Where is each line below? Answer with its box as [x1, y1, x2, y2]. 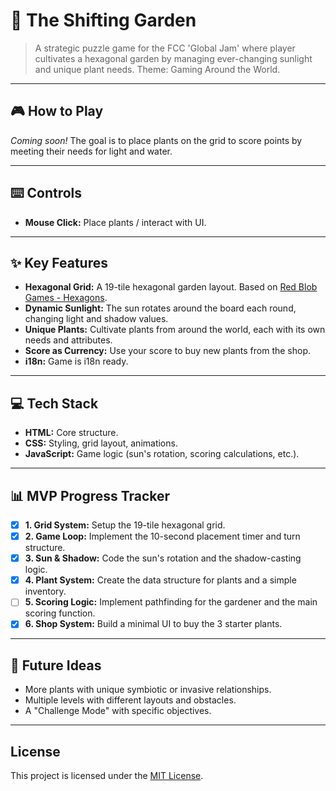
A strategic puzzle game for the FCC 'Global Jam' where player [34, 42, 296, 54]
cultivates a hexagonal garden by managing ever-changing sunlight [34, 52, 313, 64]
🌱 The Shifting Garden [10, 9, 197, 32]
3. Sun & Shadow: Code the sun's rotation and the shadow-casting [24, 552, 302, 564]
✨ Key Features [10, 254, 108, 271]
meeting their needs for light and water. [10, 145, 173, 157]
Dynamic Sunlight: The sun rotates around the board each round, [24, 302, 297, 314]
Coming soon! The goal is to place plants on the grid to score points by [10, 134, 303, 146]
